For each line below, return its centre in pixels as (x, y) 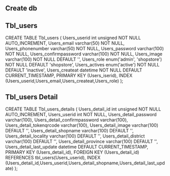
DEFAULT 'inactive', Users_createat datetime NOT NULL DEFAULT (74, 70)
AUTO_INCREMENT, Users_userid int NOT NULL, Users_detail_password (81, 115)
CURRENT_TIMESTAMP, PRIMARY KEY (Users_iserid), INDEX (69, 76)
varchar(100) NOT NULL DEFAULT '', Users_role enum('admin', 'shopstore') (84, 59)
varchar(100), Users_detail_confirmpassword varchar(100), (67, 120)
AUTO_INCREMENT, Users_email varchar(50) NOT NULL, (65, 43)
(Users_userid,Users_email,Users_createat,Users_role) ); (64, 81)
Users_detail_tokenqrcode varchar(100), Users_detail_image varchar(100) (82, 125)
